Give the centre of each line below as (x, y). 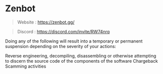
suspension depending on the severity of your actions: (61, 46)
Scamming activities (26, 66)
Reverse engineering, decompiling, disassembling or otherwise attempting (81, 56)
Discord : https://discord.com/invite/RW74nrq (63, 31)
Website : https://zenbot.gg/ (46, 22)
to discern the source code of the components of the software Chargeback (81, 61)
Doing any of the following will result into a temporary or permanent (74, 41)
